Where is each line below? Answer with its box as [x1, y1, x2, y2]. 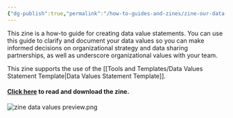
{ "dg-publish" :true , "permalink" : [7, 10, 104, 17]
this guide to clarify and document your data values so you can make [7, 36, 205, 45]
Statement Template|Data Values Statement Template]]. [7, 72, 166, 80]
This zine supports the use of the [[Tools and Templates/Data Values [7, 64, 203, 72]
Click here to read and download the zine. [7, 88, 130, 96]
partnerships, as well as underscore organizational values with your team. [7, 51, 218, 59]
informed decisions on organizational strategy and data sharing [7, 43, 189, 52]
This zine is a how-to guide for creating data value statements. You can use [7, 29, 223, 37]
